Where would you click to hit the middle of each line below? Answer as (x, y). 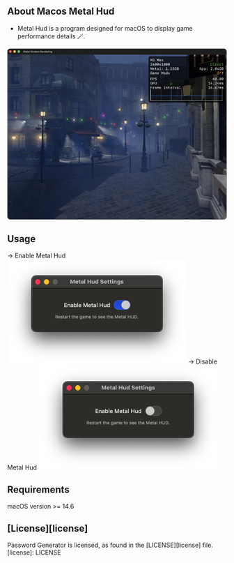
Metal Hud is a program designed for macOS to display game (105, 28)
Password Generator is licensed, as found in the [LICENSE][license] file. (110, 545)
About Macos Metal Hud (61, 12)
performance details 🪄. (51, 36)
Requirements (38, 489)
